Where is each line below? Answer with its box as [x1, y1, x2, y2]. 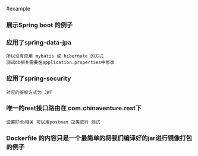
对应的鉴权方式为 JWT [6, 89, 52, 95]
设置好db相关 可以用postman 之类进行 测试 [6, 119, 100, 125]
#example [6, 5, 31, 12]
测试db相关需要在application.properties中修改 [6, 59, 115, 66]
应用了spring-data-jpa [6, 38, 72, 46]
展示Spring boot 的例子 [6, 21, 73, 29]
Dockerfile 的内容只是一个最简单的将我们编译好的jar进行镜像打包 [6, 133, 192, 142]
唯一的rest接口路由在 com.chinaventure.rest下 [6, 104, 142, 112]
